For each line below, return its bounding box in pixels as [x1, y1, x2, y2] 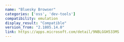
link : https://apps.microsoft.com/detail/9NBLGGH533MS [5, 29, 120, 34]
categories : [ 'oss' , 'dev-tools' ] [5, 12, 76, 16]
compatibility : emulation [5, 16, 58, 21]
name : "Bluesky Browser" [5, 7, 56, 12]
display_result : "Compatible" [5, 20, 67, 26]
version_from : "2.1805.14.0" [5, 25, 65, 30]
